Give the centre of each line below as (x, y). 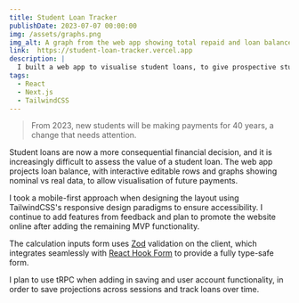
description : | (37, 59)
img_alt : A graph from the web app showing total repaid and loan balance (151, 42)
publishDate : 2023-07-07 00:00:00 (73, 26)
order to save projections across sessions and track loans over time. (134, 290)
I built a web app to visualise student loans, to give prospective (147, 68)
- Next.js (35, 92)
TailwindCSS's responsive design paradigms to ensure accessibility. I (136, 208)
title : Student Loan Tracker (63, 17)
